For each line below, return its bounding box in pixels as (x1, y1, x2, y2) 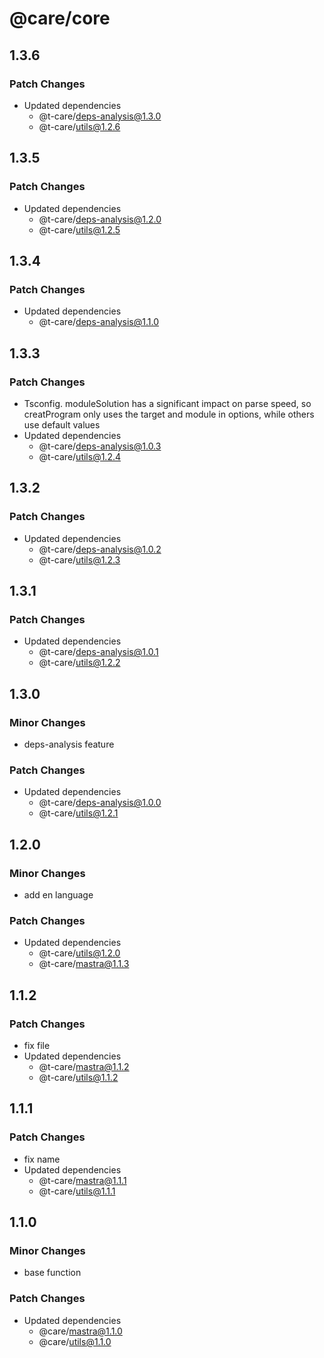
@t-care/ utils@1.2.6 (38, 120, 121, 132)
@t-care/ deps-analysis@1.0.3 (38, 440, 162, 452)
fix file (23, 1039, 51, 1051)
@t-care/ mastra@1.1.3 (38, 958, 130, 970)
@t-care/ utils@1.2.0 (38, 947, 121, 959)
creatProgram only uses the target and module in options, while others (23, 408, 315, 420)
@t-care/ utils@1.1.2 (38, 1071, 119, 1083)
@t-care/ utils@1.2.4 (38, 450, 122, 462)
